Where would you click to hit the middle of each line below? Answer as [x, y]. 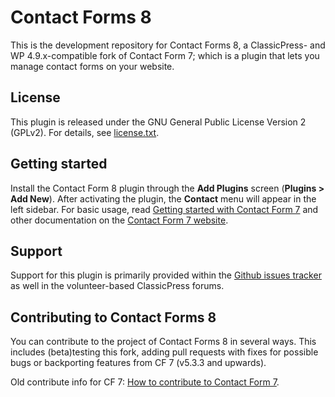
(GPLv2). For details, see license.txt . [85, 132]
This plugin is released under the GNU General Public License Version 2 [158, 122]
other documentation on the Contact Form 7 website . [119, 220]
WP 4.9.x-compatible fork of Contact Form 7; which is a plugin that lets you [165, 55]
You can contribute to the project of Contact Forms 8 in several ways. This [163, 342]
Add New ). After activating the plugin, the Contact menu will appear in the [163, 198]
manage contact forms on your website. [92, 66]
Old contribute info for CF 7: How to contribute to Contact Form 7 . [145, 382]
